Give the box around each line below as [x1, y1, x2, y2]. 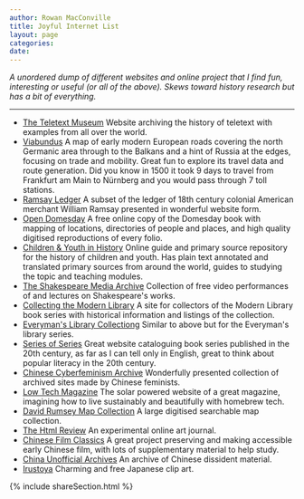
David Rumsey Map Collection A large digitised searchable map [22, 406, 260, 417]
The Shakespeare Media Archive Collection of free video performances [22, 281, 290, 292]
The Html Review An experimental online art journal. [22, 425, 217, 436]
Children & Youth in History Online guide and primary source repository [22, 242, 288, 254]
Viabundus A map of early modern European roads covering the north [22, 137, 283, 148]
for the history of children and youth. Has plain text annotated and [22, 252, 269, 263]
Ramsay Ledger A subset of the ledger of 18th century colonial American [22, 194, 294, 205]
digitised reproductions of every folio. [22, 233, 163, 244]
